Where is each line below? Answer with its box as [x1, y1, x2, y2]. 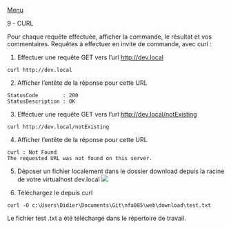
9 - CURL [7, 19, 34, 27]
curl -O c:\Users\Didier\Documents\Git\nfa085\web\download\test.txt [7, 202, 212, 209]
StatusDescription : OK [7, 98, 76, 105]
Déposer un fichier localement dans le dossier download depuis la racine [17, 167, 225, 175]
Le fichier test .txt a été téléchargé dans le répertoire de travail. [7, 214, 186, 222]
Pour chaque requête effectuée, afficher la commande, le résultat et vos [7, 32, 212, 41]
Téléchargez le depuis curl [17, 189, 93, 197]
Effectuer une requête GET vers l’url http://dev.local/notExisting [17, 110, 198, 118]
